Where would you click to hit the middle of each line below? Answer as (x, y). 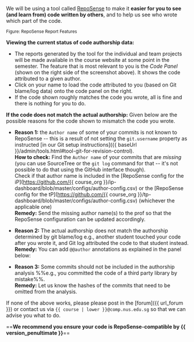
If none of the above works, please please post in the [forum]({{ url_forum (95, 303)
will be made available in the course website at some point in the (92, 60)
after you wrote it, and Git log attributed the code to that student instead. (101, 243)
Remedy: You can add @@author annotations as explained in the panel (98, 249)
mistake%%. (30, 279)
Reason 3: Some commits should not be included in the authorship (94, 267)
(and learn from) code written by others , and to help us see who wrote (92, 15)
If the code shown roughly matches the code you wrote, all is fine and (98, 97)
